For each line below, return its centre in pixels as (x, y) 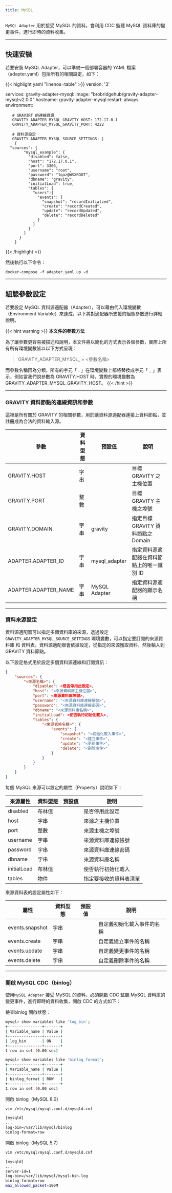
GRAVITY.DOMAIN (30, 528)
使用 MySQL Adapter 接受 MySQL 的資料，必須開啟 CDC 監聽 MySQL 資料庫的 (85, 995)
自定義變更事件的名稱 (124, 951)
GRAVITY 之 (146, 476)
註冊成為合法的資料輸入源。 (35, 421)
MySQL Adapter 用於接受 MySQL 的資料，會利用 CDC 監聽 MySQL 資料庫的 (83, 25)
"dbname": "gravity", (51, 179)
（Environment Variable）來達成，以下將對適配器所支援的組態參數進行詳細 (84, 314)
